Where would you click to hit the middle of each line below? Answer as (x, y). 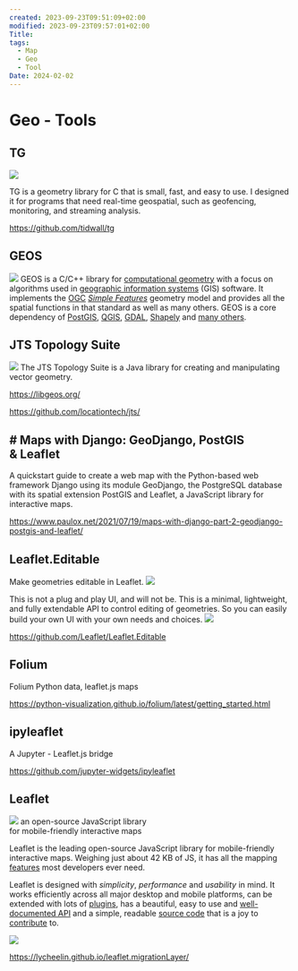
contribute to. (34, 923)
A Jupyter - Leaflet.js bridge (61, 753)
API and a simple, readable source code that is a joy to (158, 914)
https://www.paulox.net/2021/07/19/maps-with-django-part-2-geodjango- (146, 521)
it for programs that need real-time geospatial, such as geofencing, (133, 201)
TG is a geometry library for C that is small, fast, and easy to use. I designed (149, 191)
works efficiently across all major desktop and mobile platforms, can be (141, 894)
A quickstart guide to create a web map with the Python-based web (134, 476)
